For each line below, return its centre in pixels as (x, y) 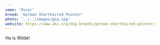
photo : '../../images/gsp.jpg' (38, 19)
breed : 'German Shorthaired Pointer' (44, 14)
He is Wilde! (17, 38)
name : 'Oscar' (20, 10)
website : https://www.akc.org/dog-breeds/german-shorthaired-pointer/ (80, 24)
